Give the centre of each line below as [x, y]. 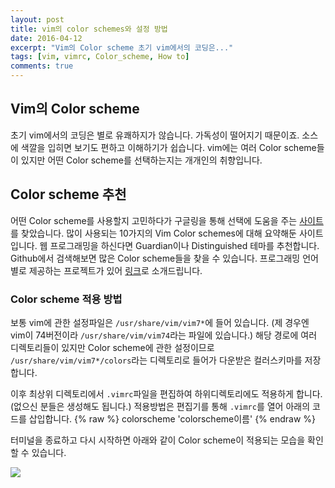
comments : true [42, 66]
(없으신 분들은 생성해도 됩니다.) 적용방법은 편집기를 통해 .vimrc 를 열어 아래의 [160, 406]
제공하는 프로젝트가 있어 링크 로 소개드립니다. [115, 270]
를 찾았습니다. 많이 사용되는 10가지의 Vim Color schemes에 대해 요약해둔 [153, 233]
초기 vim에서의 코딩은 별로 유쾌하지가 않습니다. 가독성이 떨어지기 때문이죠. [155, 135]
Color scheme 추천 [68, 194]
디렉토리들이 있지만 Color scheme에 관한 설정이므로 [112, 347]
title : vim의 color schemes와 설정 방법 [89, 29]
